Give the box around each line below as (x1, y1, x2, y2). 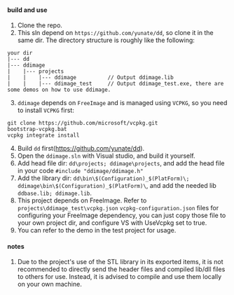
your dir (7, 50, 33, 57)
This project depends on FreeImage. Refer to (17, 196, 147, 205)
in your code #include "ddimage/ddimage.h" (17, 167, 144, 175)
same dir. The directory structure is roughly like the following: (17, 36, 195, 45)
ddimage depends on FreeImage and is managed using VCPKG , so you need (17, 99, 228, 107)
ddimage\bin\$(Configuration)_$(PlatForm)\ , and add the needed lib (17, 181, 217, 190)
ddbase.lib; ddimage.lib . (17, 189, 92, 198)
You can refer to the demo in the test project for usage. (17, 226, 177, 235)
